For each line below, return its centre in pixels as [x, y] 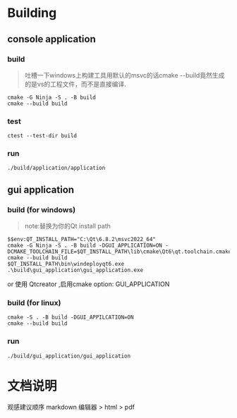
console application [52, 39]
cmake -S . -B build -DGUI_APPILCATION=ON [71, 318]
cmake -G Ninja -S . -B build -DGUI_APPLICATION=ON [85, 246]
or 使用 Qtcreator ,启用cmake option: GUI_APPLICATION [89, 284]
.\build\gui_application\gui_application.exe [75, 270]
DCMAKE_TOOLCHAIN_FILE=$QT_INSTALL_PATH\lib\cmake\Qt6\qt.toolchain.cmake [120, 252]
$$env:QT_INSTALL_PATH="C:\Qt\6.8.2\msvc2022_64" [82, 240]
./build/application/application [56, 168]
